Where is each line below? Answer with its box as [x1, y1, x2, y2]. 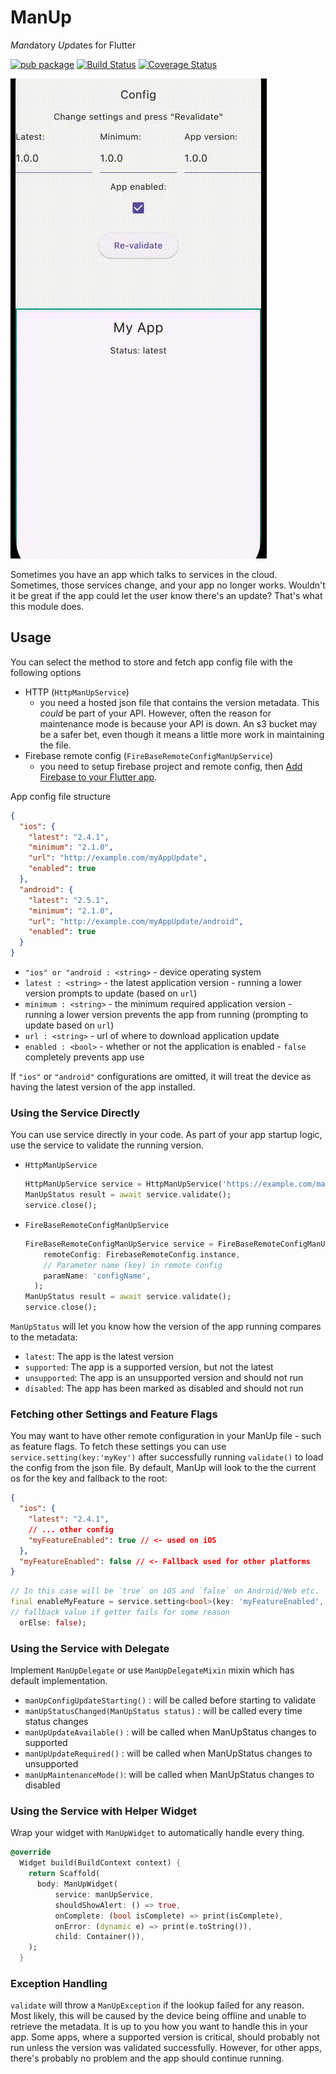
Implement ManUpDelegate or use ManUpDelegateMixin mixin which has [10, 1664, 295, 1676]
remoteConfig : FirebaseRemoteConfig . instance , [43, 1249, 241, 1260]
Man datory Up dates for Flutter [10, 39, 137, 51]
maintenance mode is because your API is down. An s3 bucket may [39, 717, 318, 730]
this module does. [10, 600, 85, 612]
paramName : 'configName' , [43, 1271, 152, 1281]
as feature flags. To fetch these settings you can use [10, 1441, 227, 1453]
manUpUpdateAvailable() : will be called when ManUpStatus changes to [24, 1726, 317, 1738]
